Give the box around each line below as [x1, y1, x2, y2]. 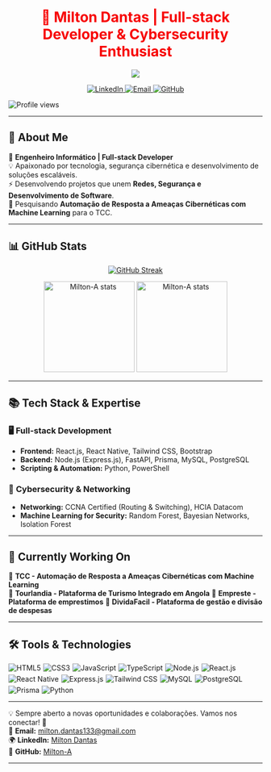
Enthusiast [98, 43, 173, 61]
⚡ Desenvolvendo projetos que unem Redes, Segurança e [8, 178, 202, 189]
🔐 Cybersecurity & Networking [8, 484, 131, 495]
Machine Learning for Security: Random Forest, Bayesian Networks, [19, 511, 250, 520]
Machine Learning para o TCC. [8, 207, 113, 217]
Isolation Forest [19, 519, 72, 528]
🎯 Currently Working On [8, 549, 131, 564]
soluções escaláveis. [8, 169, 78, 179]
